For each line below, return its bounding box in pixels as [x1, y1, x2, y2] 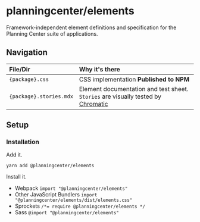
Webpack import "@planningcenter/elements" [14, 185, 128, 192]
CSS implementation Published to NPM [79, 75, 190, 83]
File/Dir [9, 65, 31, 73]
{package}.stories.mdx [9, 93, 73, 99]
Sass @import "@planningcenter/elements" [14, 209, 119, 216]
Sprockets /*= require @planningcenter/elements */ [14, 202, 146, 210]
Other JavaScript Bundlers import [14, 191, 98, 198]
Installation [6, 138, 40, 146]
